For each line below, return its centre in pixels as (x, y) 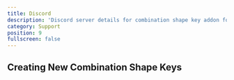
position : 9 (24, 33)
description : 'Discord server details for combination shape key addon (113, 20)
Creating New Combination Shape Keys (95, 67)
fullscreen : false (34, 39)
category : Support (34, 26)
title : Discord (29, 13)
